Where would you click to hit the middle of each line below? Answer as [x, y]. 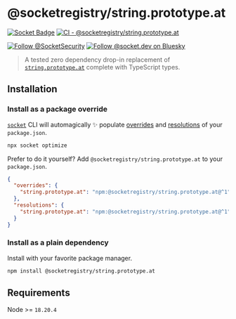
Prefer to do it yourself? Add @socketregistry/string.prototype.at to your [115, 159]
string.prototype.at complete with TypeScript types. [102, 67]
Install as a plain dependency [58, 242]
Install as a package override [57, 109]
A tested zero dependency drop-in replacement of [97, 59]
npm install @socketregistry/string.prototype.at [81, 271]
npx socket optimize [38, 145]
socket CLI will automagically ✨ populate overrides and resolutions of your [115, 124]
